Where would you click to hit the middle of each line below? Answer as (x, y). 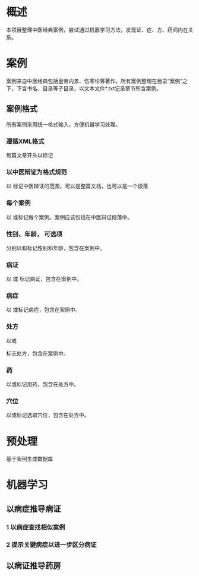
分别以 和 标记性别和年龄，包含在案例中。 (56, 248)
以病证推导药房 (34, 566)
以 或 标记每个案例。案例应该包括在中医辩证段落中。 (69, 217)
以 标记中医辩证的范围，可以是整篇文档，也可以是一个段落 (77, 186)
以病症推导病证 (34, 509)
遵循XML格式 (25, 141)
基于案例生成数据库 (30, 459)
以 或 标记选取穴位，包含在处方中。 (48, 415)
